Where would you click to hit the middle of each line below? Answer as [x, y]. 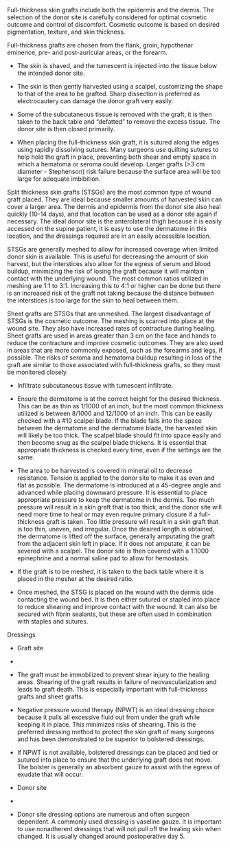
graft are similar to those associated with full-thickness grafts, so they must [114, 365]
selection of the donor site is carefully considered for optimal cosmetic [107, 17]
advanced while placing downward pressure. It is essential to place [112, 492]
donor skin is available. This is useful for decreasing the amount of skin [108, 256]
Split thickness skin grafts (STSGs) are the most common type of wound [109, 192]
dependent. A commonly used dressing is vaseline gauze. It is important [119, 822]
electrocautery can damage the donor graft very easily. [95, 101]
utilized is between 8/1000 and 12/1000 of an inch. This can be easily [115, 413]
